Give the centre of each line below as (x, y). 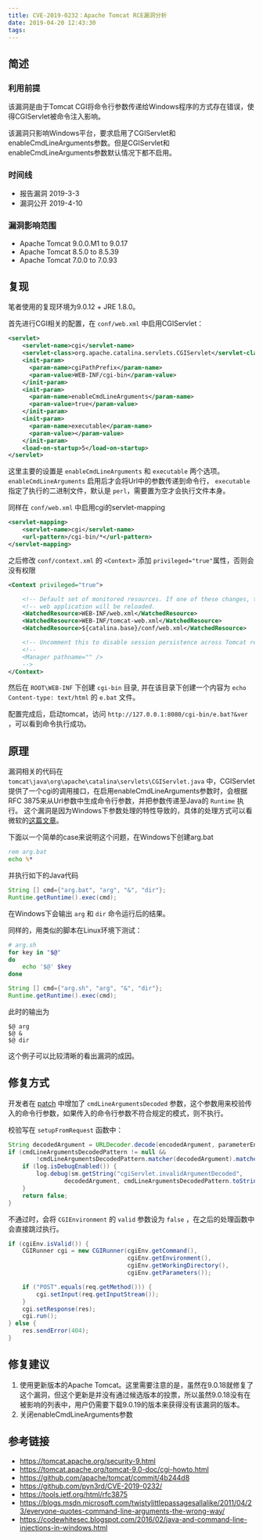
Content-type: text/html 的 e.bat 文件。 (74, 697)
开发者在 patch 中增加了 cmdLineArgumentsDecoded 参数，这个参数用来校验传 (130, 1103)
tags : (17, 30)
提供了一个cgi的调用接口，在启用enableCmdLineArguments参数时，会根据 (128, 791)
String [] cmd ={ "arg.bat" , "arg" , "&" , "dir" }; (87, 890)
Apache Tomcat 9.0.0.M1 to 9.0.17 (74, 243)
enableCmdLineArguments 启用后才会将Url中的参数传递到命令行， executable (129, 481)
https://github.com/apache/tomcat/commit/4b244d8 (104, 1477)
